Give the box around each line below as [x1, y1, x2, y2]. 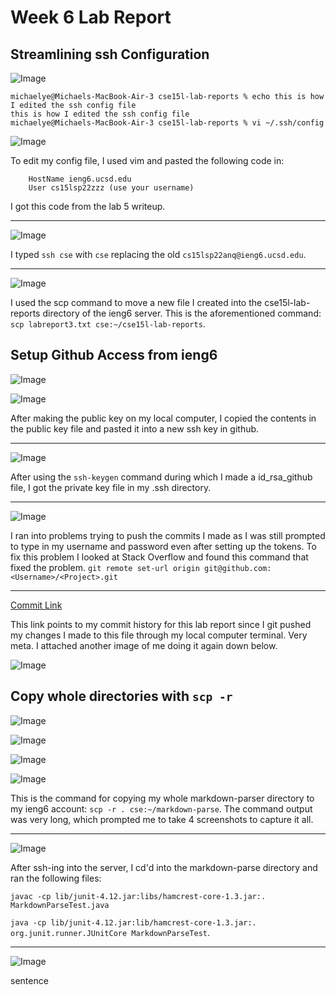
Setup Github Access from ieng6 [10, 347, 218, 364]
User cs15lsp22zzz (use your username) [28, 183, 195, 193]
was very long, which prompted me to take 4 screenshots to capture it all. [10, 813, 314, 825]
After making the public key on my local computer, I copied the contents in [10, 412, 317, 424]
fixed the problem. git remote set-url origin [10, 561, 200, 573]
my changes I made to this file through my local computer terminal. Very [10, 629, 308, 641]
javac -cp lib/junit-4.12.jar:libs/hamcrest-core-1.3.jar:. [10, 891, 267, 901]
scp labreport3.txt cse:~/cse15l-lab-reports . [10, 318, 206, 330]
